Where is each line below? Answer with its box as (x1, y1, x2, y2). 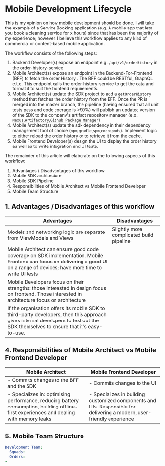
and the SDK (7, 382, 37, 389)
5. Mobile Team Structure (5, 432, 84, 440)
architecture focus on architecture (7, 296, 86, 303)
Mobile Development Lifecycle (5, 3, 132, 15)
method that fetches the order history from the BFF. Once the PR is (12, 96, 148, 102)
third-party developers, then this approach (7, 311, 107, 318)
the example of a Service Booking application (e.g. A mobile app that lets (5, 25, 153, 30)
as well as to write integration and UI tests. (12, 143, 99, 149)
